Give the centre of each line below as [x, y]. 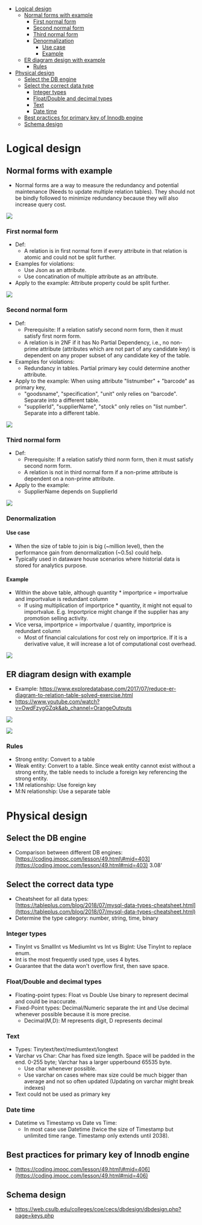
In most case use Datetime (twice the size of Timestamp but [99, 1129]
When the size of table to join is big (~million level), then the [89, 546]
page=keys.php [34, 1215]
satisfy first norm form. [52, 336]
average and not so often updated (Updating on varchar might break [109, 1081]
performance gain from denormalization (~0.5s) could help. [89, 553]
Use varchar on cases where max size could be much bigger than [106, 1075]
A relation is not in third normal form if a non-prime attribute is [101, 472]
